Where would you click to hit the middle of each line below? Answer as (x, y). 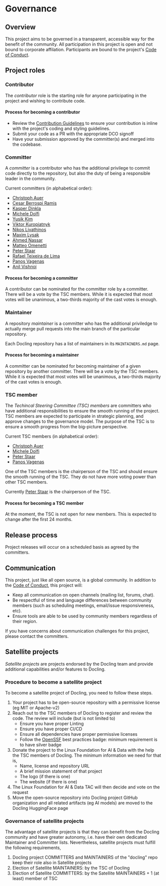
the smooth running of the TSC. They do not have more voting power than (81, 477)
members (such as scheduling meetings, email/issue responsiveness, (83, 605)
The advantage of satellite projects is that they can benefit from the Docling (82, 832)
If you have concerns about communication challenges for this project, (77, 631)
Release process (31, 535)
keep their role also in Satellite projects (52, 863)
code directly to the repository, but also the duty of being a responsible (78, 173)
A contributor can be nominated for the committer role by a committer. (77, 289)
